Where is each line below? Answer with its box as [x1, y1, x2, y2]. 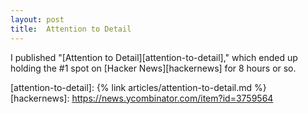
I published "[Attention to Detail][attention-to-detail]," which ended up [10, 51, 298, 63]
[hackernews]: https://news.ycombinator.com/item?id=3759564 [10, 92, 274, 104]
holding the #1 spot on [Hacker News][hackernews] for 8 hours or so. [10, 62, 297, 74]
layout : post [10, 14, 65, 25]
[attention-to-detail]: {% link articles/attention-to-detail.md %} [10, 81, 267, 93]
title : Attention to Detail [10, 24, 132, 34]
